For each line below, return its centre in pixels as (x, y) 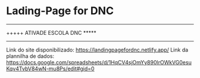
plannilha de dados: (30, 56)
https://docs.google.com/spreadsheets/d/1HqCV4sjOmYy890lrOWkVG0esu (99, 62)
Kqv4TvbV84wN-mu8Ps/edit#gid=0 (50, 69)
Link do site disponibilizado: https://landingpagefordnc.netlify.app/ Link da (97, 50)
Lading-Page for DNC (60, 11)
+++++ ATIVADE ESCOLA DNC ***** (51, 32)
